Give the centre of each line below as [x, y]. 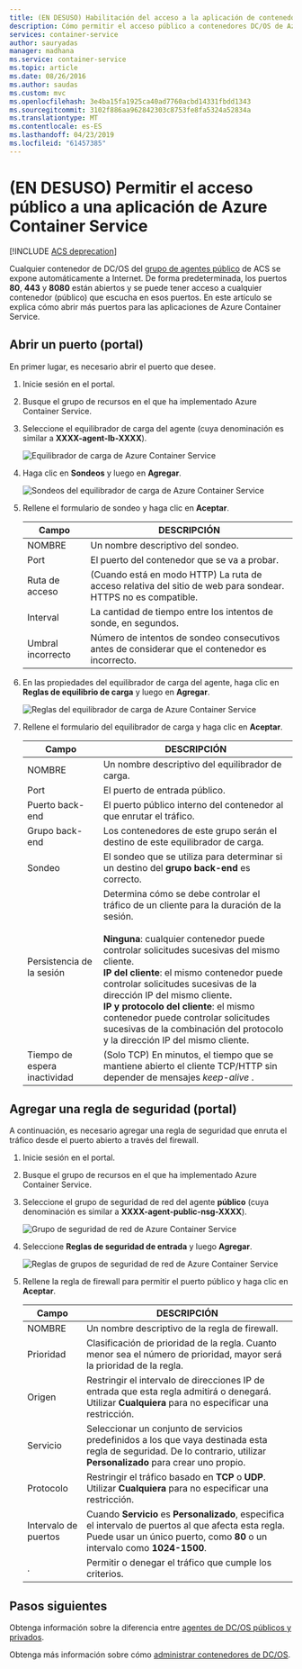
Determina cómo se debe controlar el [182, 893]
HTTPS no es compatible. [144, 597]
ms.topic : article [44, 68]
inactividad [50, 1077]
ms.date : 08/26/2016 [48, 77]
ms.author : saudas [44, 85]
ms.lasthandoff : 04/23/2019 [62, 135]
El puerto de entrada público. [164, 790]
